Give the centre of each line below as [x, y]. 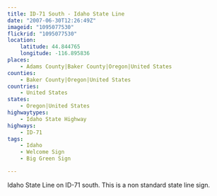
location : [22, 40]
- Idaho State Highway [53, 119]
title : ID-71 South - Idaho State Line [66, 14]
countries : [23, 86]
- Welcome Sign [42, 152]
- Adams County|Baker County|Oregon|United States [96, 67]
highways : [22, 126]
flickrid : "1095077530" [42, 34]
